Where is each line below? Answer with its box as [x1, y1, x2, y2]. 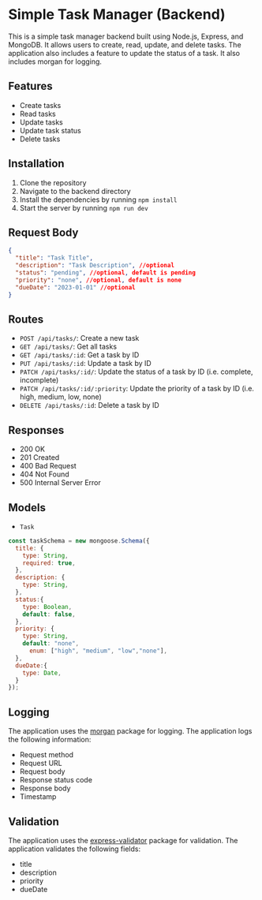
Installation [8, 157, 65, 170]
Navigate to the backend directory [19, 186, 132, 196]
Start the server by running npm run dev [19, 203, 148, 212]
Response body [19, 783, 71, 794]
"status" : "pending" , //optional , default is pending [15, 269, 196, 277]
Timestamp [19, 792, 57, 801]
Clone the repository [19, 177, 87, 187]
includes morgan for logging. [8, 57, 103, 66]
